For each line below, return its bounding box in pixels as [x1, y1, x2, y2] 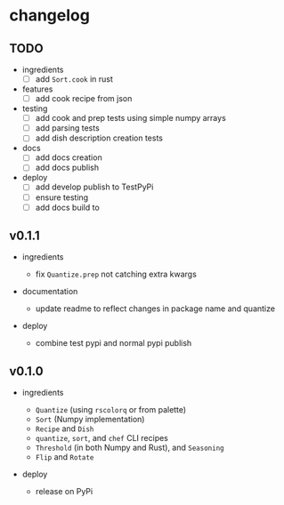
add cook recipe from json [35, 93, 133, 104]
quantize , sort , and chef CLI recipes [35, 433, 169, 444]
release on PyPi [35, 486, 93, 497]
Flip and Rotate [35, 452, 94, 462]
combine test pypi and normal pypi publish [35, 338, 192, 349]
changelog [9, 5, 91, 26]
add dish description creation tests [35, 132, 163, 143]
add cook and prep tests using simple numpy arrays [35, 113, 227, 124]
